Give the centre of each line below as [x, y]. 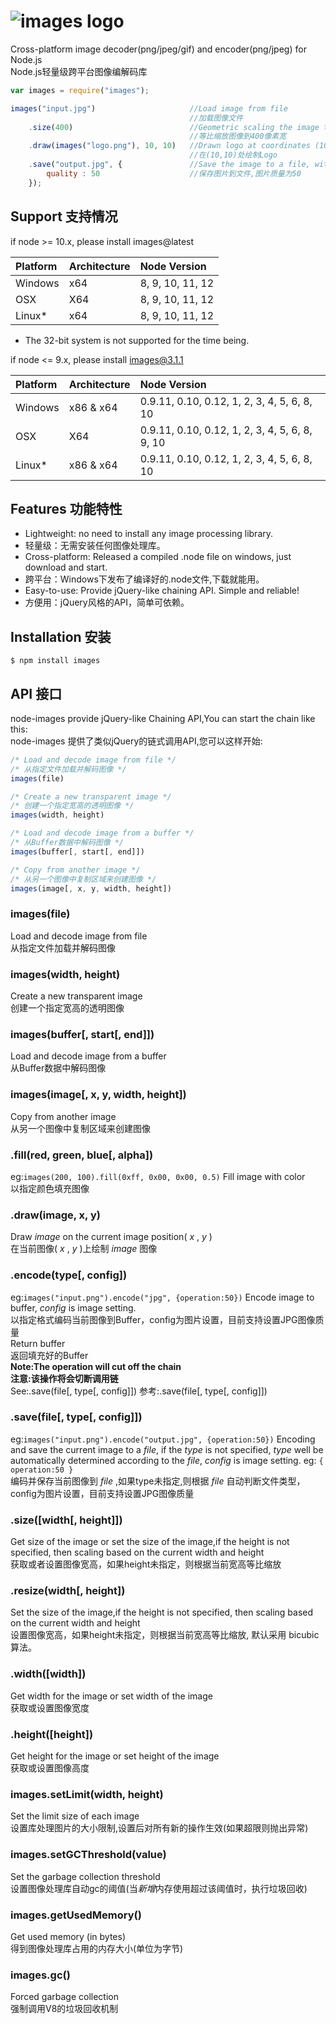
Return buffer [38, 1343]
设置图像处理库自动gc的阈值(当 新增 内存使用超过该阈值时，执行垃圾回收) [159, 1888]
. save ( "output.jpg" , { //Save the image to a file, [169, 165]
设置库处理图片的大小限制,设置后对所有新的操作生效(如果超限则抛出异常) [159, 1828]
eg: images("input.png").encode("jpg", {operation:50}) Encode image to [162, 1297]
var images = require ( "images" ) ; [80, 90]
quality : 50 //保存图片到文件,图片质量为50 [174, 173]
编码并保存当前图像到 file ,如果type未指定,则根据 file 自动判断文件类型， [158, 1481]
